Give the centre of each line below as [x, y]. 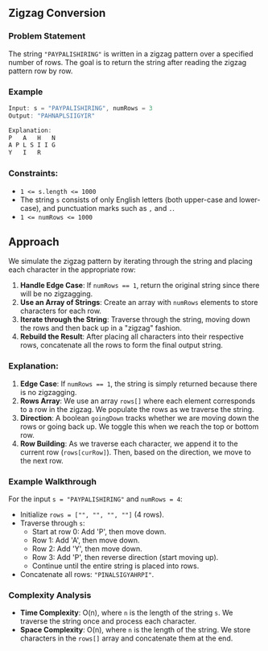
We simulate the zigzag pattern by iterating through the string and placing [131, 262]
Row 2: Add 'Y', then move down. [87, 548]
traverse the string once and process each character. [108, 621]
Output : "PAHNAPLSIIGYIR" [52, 116]
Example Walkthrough [52, 481]
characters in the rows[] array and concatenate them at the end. [126, 638]
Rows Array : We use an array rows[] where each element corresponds [138, 401]
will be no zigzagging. [56, 294]
